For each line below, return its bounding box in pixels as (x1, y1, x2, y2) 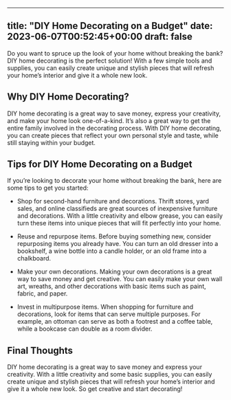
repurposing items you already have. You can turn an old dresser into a (16, 240, 219, 248)
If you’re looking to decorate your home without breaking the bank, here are (7, 177, 222, 185)
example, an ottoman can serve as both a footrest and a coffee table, (16, 318, 213, 326)
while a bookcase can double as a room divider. (16, 324, 153, 333)
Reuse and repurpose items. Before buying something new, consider (16, 232, 212, 241)
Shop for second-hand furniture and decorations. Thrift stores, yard (16, 197, 210, 205)
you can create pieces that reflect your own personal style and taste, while (7, 131, 219, 140)
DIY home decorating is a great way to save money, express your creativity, (7, 109, 221, 118)
